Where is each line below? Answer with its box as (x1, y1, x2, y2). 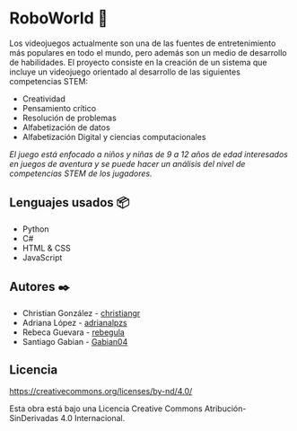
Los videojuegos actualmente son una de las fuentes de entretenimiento (9, 38, 276, 48)
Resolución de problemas (22, 112, 117, 123)
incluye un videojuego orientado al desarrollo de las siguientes (9, 66, 240, 77)
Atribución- (205, 403, 247, 414)
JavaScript (22, 251, 63, 263)
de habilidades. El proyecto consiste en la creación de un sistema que (9, 57, 267, 67)
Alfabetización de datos (22, 121, 110, 133)
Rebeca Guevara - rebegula (22, 327, 126, 338)
